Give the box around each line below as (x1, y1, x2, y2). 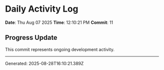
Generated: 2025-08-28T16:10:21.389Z (5, 60, 84, 66)
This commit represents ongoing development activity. (5, 46, 115, 52)
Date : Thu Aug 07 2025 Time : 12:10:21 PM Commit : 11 (5, 19, 113, 25)
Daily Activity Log (5, 3, 79, 15)
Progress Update (5, 34, 58, 42)
